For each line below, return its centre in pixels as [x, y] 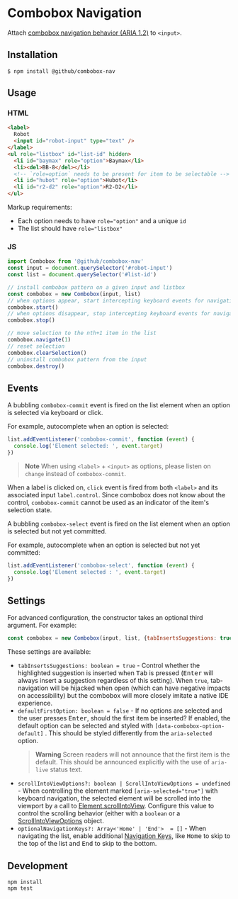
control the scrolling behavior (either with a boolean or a [99, 813]
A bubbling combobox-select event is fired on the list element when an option [119, 524]
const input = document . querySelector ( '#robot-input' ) [90, 268]
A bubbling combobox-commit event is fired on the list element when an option [119, 405]
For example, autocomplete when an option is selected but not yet [104, 545]
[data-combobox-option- [190, 726]
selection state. [30, 510]
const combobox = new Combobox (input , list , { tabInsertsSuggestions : [112, 638]
